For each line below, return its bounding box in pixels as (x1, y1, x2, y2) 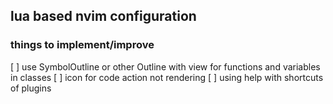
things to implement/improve (10, 38, 155, 52)
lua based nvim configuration (10, 8, 197, 25)
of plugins (10, 82, 52, 94)
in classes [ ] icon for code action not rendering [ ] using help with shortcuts (10, 71, 324, 83)
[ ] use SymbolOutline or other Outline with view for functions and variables (10, 60, 321, 73)
